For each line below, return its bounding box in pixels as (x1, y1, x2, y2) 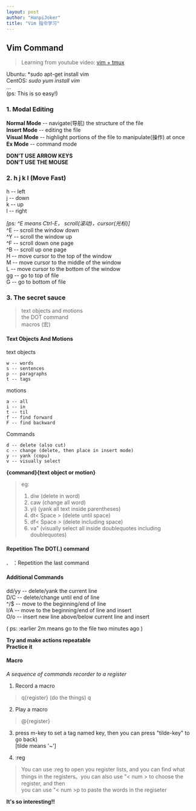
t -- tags (6, 376, 31, 383)
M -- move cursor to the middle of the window (6, 259, 122, 266)
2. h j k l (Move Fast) (6, 174, 67, 182)
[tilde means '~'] (15, 742, 56, 749)
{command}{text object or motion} (6, 469, 96, 476)
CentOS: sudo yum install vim (6, 77, 80, 84)
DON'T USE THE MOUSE (6, 159, 68, 166)
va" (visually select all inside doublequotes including (30, 525, 162, 532)
